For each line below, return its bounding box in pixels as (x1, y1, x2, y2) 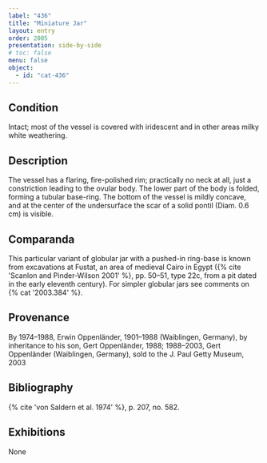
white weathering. (8, 131, 68, 140)
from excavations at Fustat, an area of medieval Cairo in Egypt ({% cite (8, 262, 241, 272)
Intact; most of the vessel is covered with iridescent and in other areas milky (8, 122, 260, 132)
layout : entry (8, 26, 56, 34)
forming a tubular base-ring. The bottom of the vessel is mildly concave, (8, 192, 246, 202)
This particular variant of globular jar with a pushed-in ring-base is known (8, 254, 251, 264)
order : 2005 (8, 34, 48, 42)
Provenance (8, 311, 70, 324)
